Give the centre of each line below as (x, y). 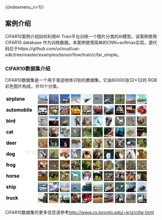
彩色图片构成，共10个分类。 (33, 86)
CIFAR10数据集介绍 (28, 68)
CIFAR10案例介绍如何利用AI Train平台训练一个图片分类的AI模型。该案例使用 (81, 36)
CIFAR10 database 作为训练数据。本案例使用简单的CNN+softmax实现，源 (79, 42)
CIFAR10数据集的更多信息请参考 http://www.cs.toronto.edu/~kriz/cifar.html (80, 213)
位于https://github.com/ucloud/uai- (45, 48)
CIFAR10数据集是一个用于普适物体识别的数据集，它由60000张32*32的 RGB (81, 80)
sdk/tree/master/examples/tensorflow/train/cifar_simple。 (63, 55)
